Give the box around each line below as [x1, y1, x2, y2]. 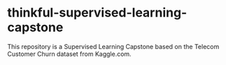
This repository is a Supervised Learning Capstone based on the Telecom [7, 42, 220, 50]
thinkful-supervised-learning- [7, 5, 188, 21]
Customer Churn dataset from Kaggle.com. [7, 50, 132, 58]
